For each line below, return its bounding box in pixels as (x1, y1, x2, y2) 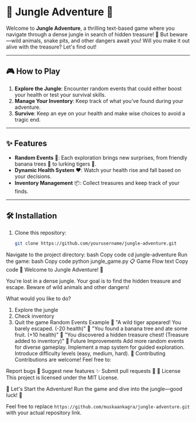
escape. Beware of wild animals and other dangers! (6, 284, 129, 291)
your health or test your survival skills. (14, 91, 106, 98)
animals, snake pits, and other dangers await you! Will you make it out (22, 37, 190, 44)
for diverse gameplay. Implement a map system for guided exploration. (14, 344, 185, 351)
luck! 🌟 (6, 392, 23, 399)
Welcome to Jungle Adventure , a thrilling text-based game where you (6, 25, 175, 32)
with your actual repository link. (6, 409, 82, 416)
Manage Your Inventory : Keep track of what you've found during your (14, 97, 184, 104)
